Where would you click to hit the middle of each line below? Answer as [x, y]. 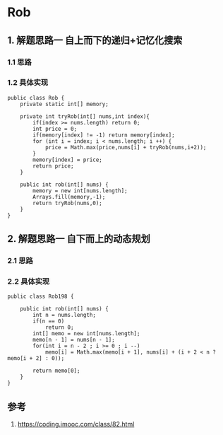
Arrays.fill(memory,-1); [69, 197]
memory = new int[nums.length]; [80, 191]
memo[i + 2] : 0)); [36, 359]
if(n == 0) [49, 321]
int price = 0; [55, 129]
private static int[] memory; [65, 104]
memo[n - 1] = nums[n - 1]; [74, 340]
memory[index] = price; [67, 160]
